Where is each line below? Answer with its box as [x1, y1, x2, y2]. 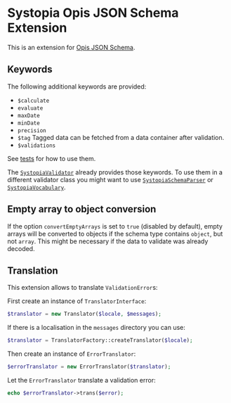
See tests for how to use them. [7, 154, 96, 162]
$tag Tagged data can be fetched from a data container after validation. [17, 133, 225, 141]
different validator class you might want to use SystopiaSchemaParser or [7, 175, 214, 184]
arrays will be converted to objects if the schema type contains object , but [7, 229, 223, 238]
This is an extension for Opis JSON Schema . [7, 43, 136, 51]
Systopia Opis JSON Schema [7, 5, 179, 21]
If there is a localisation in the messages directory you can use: [7, 324, 186, 332]
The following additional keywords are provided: [7, 82, 147, 91]
